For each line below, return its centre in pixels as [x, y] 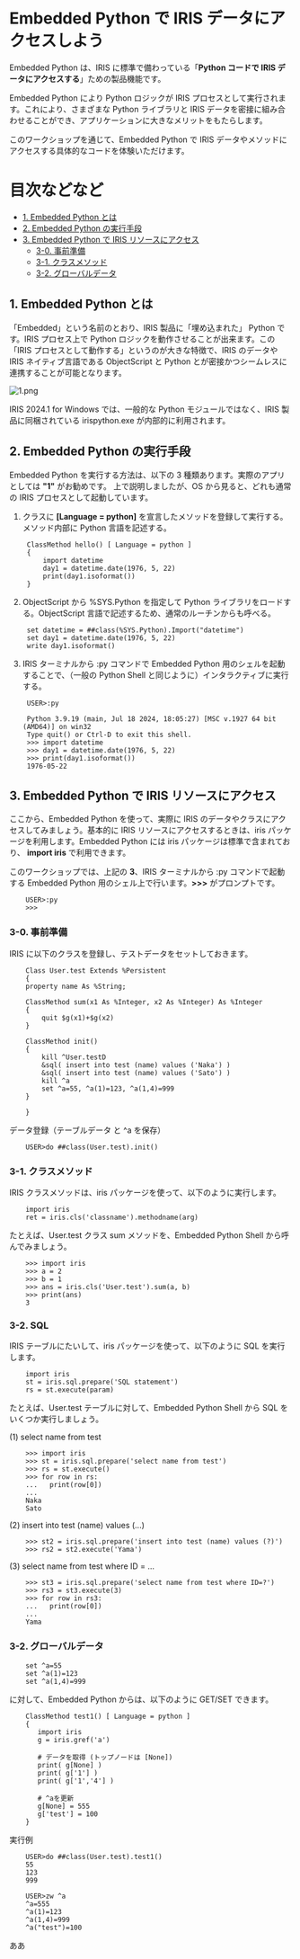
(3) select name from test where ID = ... [82, 1566]
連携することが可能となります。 [68, 372]
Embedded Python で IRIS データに [140, 18]
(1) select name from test [55, 1437]
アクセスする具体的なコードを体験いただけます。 [99, 150]
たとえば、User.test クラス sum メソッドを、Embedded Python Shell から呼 [150, 1235]
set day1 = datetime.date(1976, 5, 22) [101, 638]
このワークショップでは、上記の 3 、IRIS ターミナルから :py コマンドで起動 [147, 872]
